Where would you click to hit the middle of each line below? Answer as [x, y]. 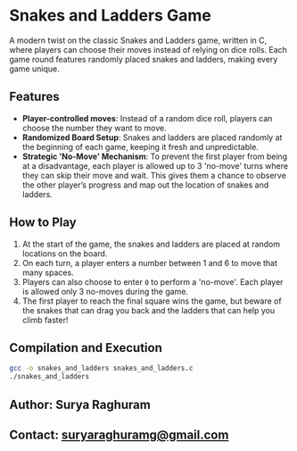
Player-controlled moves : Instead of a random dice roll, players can [147, 118]
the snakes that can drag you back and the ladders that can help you [148, 310]
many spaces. [48, 272]
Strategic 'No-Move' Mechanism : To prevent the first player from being [155, 156]
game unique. [34, 69]
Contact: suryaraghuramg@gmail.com [119, 434]
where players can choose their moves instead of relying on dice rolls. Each [148, 49]
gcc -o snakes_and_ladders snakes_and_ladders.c [101, 368]
